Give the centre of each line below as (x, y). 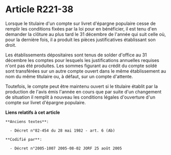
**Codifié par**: (24, 139)
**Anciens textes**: (27, 121)
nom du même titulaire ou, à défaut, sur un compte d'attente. (69, 76)
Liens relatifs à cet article (33, 112)
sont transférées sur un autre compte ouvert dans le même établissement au (86, 71)
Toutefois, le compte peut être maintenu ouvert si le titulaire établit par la (82, 86)
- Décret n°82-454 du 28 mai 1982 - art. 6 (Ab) (63, 131)
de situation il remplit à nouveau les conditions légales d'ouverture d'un (80, 97)
